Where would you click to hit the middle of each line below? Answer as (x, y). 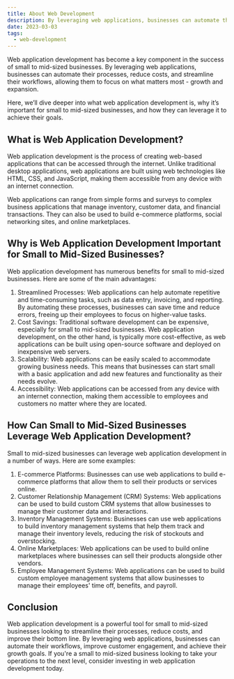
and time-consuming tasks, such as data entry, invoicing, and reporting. (120, 299)
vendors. (30, 563)
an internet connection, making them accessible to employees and (112, 396)
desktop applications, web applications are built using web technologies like (116, 171)
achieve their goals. (36, 118)
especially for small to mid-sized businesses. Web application (106, 329)
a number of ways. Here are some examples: (71, 461)
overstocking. (37, 541)
